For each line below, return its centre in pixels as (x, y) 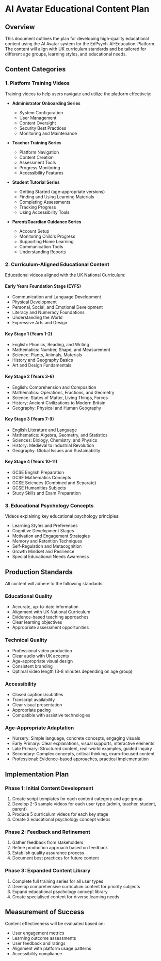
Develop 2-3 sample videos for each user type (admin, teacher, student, (84, 804)
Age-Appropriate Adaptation (40, 728)
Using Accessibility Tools (44, 212)
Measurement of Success (45, 912)
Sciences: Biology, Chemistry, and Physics (55, 440)
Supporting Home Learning (46, 241)
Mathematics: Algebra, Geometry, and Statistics (60, 435)
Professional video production (42, 650)
